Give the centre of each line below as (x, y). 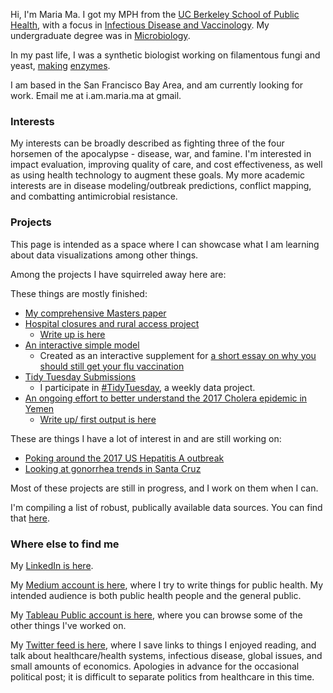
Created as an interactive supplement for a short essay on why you (178, 355)
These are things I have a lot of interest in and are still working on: (146, 438)
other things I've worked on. (68, 625)
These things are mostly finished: (79, 293)
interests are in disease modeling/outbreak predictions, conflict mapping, (161, 186)
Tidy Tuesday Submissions (80, 376)
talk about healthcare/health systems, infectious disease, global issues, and (166, 655)
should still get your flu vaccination (112, 366)
